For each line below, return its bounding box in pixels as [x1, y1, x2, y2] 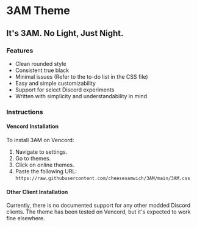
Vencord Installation [6, 123, 59, 130]
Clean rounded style [15, 60, 66, 67]
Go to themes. [15, 155, 51, 162]
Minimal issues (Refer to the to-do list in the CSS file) [15, 73, 148, 80]
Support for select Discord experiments [15, 86, 115, 93]
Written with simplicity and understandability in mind [15, 92, 148, 99]
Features [6, 46, 34, 55]
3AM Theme [6, 4, 70, 18]
